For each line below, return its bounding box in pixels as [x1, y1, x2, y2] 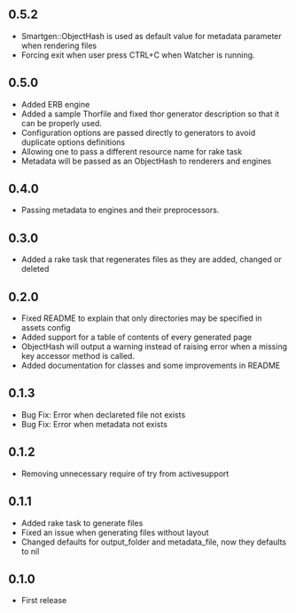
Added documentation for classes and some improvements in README [20, 360, 281, 371]
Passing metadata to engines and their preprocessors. [20, 204, 220, 216]
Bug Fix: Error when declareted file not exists [20, 409, 186, 420]
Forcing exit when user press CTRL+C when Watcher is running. [20, 49, 255, 60]
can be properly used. [20, 117, 103, 128]
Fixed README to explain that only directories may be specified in [20, 313, 262, 323]
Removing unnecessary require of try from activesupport [20, 468, 230, 479]
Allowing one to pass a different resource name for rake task [20, 146, 243, 156]
